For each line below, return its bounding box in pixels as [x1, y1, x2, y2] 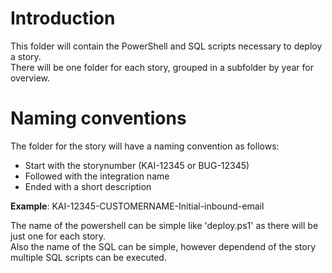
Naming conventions [10, 107, 187, 130]
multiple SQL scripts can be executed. [10, 251, 167, 263]
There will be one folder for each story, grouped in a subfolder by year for [10, 61, 314, 73]
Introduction [10, 7, 116, 30]
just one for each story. [10, 230, 107, 242]
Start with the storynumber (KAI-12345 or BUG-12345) [24, 159, 250, 171]
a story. [10, 50, 42, 62]
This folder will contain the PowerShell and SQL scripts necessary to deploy [10, 40, 323, 52]
